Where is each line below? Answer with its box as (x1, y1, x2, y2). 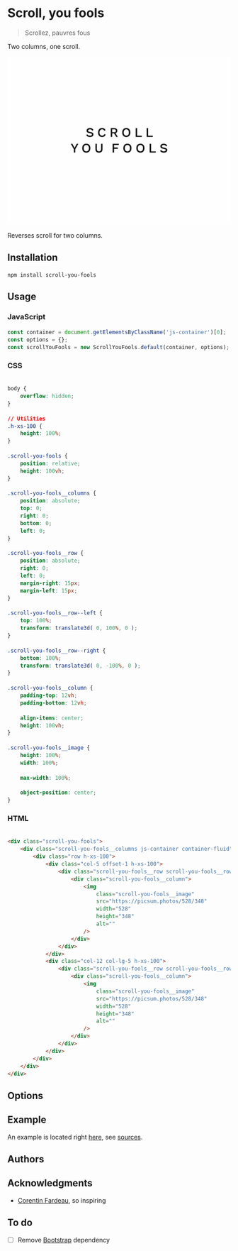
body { (7, 385, 27, 392)
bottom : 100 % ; (20, 654, 62, 661)
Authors (7, 1153, 45, 1165)
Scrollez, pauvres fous (24, 28, 91, 37)
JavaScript (7, 312, 46, 322)
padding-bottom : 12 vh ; (20, 699, 87, 707)
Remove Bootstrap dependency (17, 1235, 110, 1244)
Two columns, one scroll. (7, 42, 81, 50)
